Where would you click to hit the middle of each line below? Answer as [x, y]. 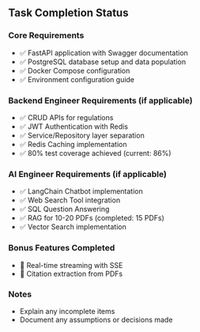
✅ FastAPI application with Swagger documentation [104, 53]
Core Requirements [46, 36]
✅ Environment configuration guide [77, 79]
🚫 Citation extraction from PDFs [71, 274]
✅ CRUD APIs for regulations [66, 117]
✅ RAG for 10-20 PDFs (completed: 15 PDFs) [92, 218]
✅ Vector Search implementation [73, 227]
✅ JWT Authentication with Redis [74, 126]
